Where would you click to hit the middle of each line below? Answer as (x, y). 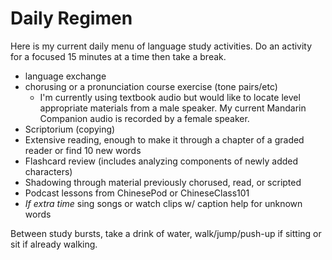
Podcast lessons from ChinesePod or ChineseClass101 (137, 193)
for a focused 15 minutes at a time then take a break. (118, 56)
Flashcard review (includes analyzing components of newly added (161, 161)
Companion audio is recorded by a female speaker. (144, 118)
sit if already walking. (54, 244)
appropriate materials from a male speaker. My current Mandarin (173, 108)
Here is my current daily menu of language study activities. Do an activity (161, 46)
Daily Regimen (71, 18)
